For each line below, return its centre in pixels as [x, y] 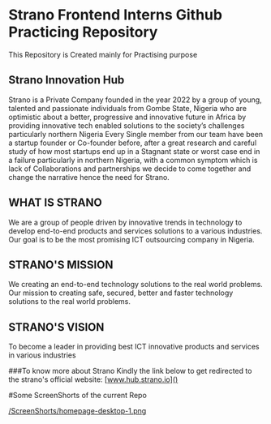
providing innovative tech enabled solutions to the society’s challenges [127, 125]
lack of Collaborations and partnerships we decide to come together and [130, 169]
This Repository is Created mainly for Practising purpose [103, 54]
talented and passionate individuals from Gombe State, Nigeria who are [128, 108]
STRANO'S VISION [56, 327]
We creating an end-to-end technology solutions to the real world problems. [136, 285]
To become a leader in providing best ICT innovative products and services [134, 347]
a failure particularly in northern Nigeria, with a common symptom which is [133, 160]
